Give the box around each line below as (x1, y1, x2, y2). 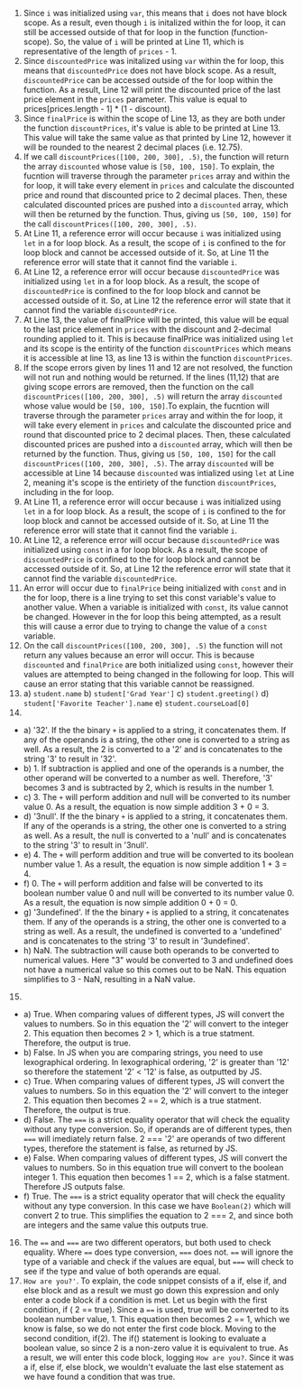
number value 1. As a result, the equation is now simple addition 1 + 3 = (23, 859, 288, 869)
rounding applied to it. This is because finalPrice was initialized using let (23, 334, 294, 344)
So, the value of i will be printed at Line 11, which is (53, 36, 244, 47)
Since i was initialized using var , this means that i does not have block (23, 8, 288, 18)
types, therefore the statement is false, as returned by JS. (23, 1143, 238, 1154)
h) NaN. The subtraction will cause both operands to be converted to (23, 945, 280, 955)
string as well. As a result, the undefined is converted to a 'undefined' (23, 926, 282, 936)
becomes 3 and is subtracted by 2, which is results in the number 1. (23, 782, 274, 793)
